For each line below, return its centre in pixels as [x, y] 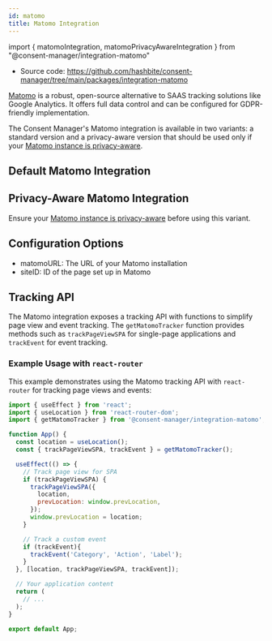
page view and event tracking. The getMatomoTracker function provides [126, 325]
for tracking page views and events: [92, 389]
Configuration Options [66, 244]
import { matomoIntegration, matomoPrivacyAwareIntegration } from [122, 46]
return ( [30, 592]
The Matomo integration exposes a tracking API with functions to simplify [131, 316]
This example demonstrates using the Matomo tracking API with [115, 381]
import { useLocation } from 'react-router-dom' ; [94, 412]
